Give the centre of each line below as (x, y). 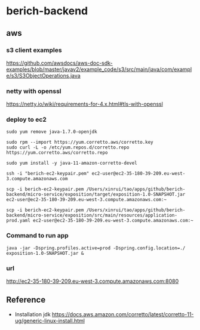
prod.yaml (19, 221)
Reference (26, 300)
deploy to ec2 (26, 119)
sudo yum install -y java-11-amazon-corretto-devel (72, 163)
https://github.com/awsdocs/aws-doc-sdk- (60, 63)
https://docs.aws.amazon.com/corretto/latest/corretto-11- (123, 314)
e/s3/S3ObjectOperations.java (43, 75)
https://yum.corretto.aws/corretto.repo (57, 153)
